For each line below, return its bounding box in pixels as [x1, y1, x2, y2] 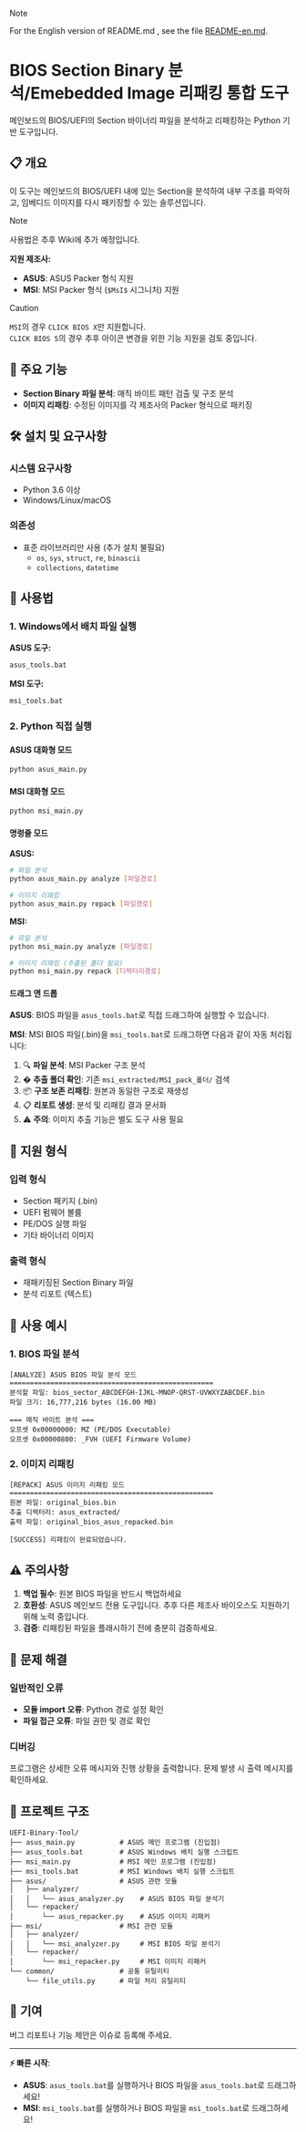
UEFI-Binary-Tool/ [9, 1828, 79, 1837]
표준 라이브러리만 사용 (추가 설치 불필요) [22, 542, 166, 553]
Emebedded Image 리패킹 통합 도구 [30, 83, 290, 104]
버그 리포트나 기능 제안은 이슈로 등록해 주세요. [9, 2029, 173, 2040]
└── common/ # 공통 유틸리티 [9, 1967, 170, 1976]
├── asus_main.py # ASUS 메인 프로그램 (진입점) [9, 1838, 221, 1847]
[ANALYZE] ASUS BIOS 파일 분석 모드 [9, 1370, 138, 1380]
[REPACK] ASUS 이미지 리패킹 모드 [9, 1481, 126, 1490]
